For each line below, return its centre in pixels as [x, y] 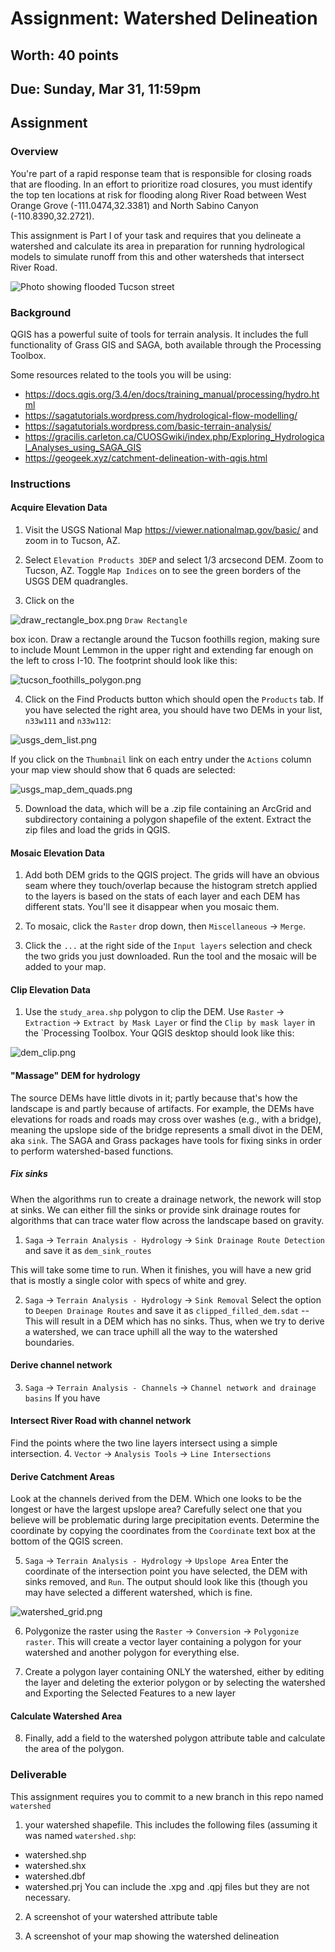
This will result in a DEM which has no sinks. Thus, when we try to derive [174, 1321]
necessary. [47, 1897]
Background [41, 312]
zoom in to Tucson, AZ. [72, 541]
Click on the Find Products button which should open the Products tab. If [174, 699]
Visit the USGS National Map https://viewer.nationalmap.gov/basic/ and [171, 530]
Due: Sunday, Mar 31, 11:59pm [106, 88]
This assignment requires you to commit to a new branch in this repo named [167, 1796]
